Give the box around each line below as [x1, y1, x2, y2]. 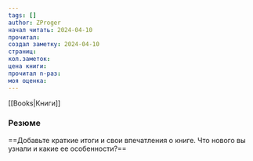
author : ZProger [8, 19, 61, 27]
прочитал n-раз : [8, 70, 61, 77]
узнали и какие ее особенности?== [8, 144, 127, 153]
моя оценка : [8, 77, 47, 84]
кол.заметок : [8, 55, 51, 63]
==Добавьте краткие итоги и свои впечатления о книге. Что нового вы [8, 135, 246, 145]
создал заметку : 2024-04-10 [8, 41, 100, 48]
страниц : [8, 48, 37, 55]
